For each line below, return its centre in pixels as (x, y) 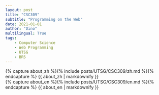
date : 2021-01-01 (24, 24)
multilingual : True (26, 33)
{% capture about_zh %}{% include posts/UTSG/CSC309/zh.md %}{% (80, 71)
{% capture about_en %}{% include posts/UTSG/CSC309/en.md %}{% (80, 82)
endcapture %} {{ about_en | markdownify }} (52, 87)
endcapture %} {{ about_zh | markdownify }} (52, 77)
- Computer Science (35, 43)
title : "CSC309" (22, 15)
